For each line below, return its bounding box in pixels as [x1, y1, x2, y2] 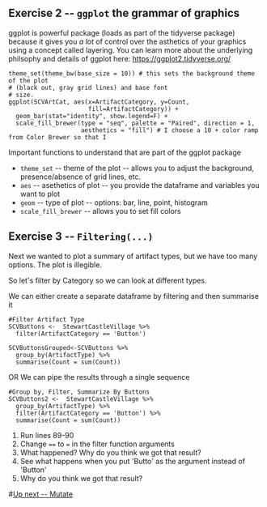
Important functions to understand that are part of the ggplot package [8, 147, 241, 157]
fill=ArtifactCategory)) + [87, 104, 180, 113]
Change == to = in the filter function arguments [19, 439, 176, 449]
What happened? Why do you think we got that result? [19, 447, 201, 457]
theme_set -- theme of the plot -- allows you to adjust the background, [19, 163, 255, 173]
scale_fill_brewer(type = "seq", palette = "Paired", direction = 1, [15, 119, 255, 127]
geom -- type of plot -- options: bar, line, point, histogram [19, 198, 208, 207]
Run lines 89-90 [19, 430, 74, 440]
